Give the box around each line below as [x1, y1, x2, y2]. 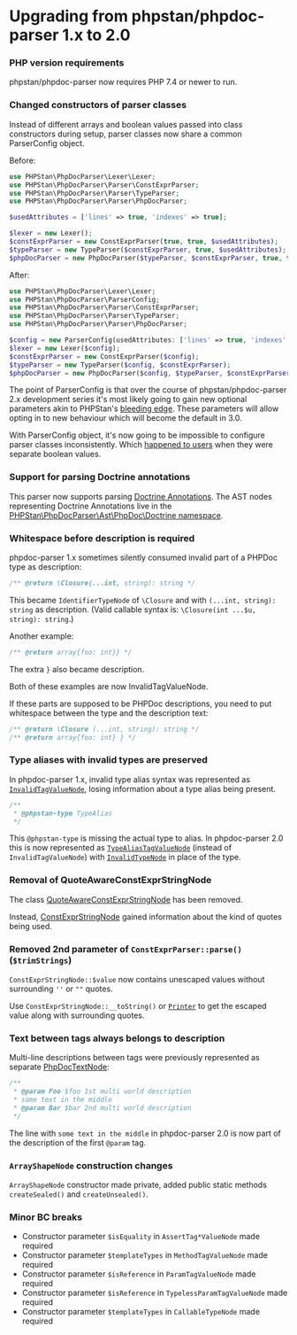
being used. [9, 920, 53, 931]
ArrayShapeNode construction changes [9, 1159, 173, 1171]
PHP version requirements [9, 57, 125, 69]
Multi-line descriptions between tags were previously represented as [9, 1052, 260, 1063]
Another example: [9, 631, 74, 641]
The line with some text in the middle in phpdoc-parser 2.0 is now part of [9, 1128, 281, 1138]
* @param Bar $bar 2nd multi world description [12, 1103, 192, 1113]
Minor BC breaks [9, 1211, 82, 1223]
